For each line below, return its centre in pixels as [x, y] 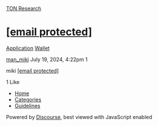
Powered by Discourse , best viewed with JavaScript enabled [79, 117]
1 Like [13, 82]
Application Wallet [28, 48]
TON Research [24, 8]
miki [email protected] [32, 71]
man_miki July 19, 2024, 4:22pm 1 [47, 59]
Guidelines [28, 106]
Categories [28, 99]
